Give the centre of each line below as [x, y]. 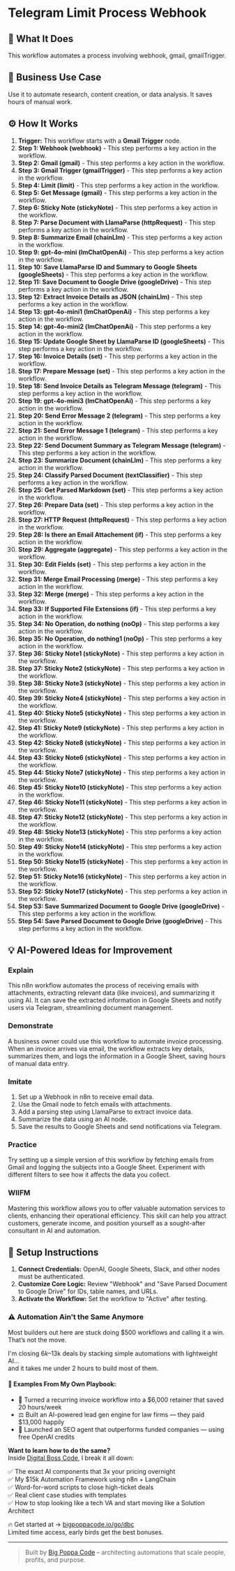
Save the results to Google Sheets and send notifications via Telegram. [120, 1126]
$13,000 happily [41, 1422]
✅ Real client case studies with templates [67, 1495]
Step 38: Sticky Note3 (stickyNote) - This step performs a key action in [122, 683]
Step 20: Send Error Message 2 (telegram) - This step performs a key [119, 415]
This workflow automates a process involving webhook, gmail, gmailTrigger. [117, 55]
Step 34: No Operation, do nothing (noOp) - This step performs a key [119, 623]
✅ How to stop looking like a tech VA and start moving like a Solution [106, 1502]
